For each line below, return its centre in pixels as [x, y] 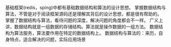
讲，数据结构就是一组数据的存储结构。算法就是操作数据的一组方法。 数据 [82, 27]
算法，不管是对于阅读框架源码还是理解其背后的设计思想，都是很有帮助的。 [83, 14]
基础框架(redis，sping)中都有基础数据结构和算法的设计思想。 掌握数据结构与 [86, 7]
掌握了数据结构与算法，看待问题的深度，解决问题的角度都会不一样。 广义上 [84, 20]
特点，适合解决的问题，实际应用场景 [47, 39]
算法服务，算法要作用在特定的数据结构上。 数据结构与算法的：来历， [86, 33]
